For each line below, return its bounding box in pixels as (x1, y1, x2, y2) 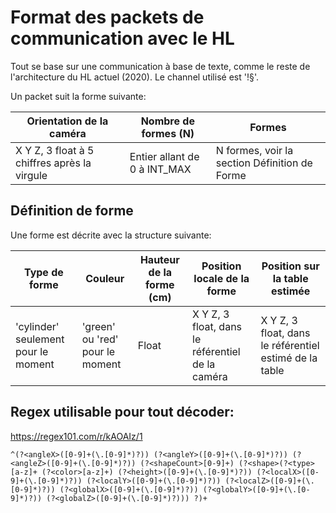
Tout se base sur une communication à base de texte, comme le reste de (10, 60, 311, 72)
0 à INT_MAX (129, 162, 192, 176)
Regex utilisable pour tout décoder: (10, 404, 235, 421)
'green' (81, 319, 116, 333)
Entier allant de (129, 149, 200, 163)
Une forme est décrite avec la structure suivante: (10, 229, 212, 241)
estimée (271, 284, 311, 298)
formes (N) (141, 126, 195, 140)
